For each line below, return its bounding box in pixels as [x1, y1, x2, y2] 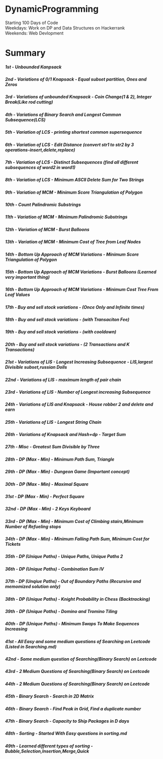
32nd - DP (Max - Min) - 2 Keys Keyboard [5, 506, 91, 512]
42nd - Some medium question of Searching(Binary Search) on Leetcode [5, 656, 157, 662]
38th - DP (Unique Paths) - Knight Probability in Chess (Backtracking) [5, 596, 150, 602]
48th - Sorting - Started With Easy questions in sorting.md [5, 730, 127, 736]
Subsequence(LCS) [5, 117, 46, 122]
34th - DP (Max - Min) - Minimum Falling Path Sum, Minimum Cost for [5, 536, 150, 542]
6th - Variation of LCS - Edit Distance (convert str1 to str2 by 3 [5, 142, 134, 147]
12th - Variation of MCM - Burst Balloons [5, 226, 90, 232]
